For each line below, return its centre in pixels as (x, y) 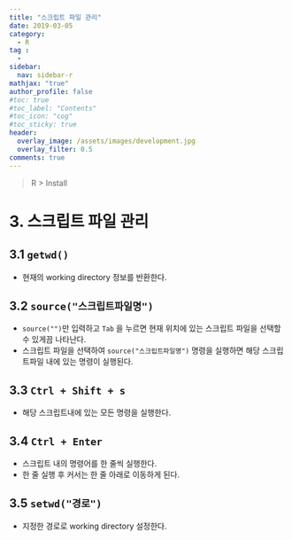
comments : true (37, 157)
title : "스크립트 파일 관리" (55, 17)
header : (23, 133)
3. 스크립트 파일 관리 (79, 221)
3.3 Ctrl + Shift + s (68, 390)
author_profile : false (51, 91)
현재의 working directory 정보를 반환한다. (94, 277)
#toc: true (29, 100)
